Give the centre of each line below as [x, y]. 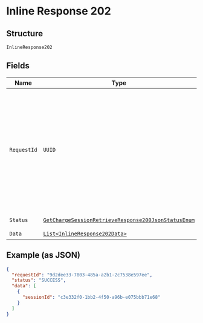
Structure [25, 34]
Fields [18, 66]
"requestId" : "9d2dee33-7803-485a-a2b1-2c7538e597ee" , [82, 275]
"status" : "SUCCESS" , [39, 280]
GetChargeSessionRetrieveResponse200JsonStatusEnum [119, 220]
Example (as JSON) [43, 255]
